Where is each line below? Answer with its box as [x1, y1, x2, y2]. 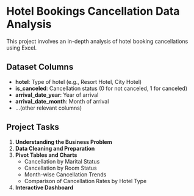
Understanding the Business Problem [15, 138, 112, 145]
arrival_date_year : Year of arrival [15, 91, 99, 99]
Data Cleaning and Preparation [15, 145, 95, 152]
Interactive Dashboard [15, 184, 74, 191]
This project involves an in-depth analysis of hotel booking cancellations [6, 37, 189, 45]
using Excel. [6, 44, 37, 51]
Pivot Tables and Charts [15, 151, 77, 159]
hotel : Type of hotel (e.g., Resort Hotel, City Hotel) [15, 78, 142, 85]
